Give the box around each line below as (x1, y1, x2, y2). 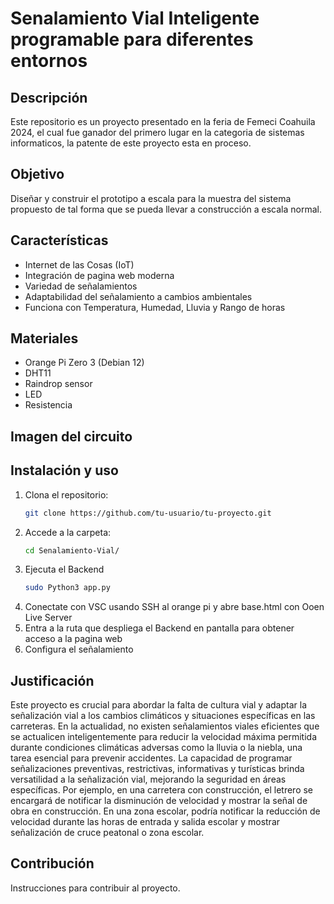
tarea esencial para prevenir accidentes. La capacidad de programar (10, 752, 293, 764)
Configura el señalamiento (24, 643, 134, 656)
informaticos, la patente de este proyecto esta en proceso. (10, 137, 252, 149)
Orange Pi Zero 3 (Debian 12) (24, 357, 145, 369)
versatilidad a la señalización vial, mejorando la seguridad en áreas (10, 773, 287, 786)
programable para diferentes (10, 28, 254, 51)
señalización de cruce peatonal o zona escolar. (10, 827, 205, 839)
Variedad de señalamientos (24, 280, 138, 292)
